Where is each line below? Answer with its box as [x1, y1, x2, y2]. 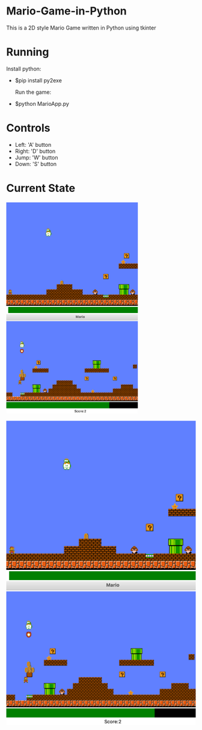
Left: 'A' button [14, 141, 52, 148]
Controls [6, 122, 50, 135]
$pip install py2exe [14, 76, 62, 84]
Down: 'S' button [14, 160, 57, 167]
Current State [6, 182, 76, 195]
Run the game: [14, 88, 52, 96]
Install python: [6, 65, 41, 72]
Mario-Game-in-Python [6, 4, 127, 18]
